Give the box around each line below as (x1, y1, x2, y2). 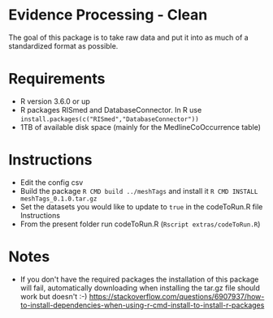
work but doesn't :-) (19, 291, 88, 301)
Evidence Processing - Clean (8, 6, 208, 24)
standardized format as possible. (8, 41, 119, 50)
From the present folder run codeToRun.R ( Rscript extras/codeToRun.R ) (19, 219, 261, 229)
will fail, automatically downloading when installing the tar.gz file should (19, 282, 260, 293)
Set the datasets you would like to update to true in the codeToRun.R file (19, 201, 263, 212)
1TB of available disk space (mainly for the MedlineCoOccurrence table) (19, 122, 262, 131)
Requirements (8, 70, 106, 88)
